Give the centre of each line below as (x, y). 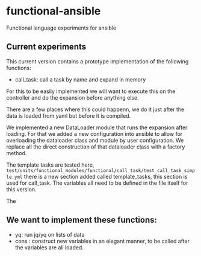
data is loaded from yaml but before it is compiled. (69, 115)
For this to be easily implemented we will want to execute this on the (91, 91)
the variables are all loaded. (49, 247)
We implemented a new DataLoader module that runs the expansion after (97, 127)
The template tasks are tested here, (50, 165)
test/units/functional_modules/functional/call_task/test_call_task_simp (101, 170)
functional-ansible (54, 11)
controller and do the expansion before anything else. (73, 97)
